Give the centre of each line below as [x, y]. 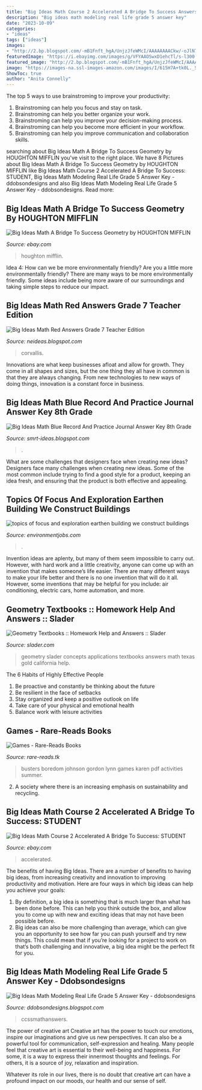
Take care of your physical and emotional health [75, 705]
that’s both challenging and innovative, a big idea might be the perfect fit [105, 946]
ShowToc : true [24, 73]
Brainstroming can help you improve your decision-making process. [99, 120]
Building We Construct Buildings [68, 509]
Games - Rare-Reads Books [59, 731]
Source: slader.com [30, 645]
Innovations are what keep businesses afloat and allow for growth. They [95, 364]
